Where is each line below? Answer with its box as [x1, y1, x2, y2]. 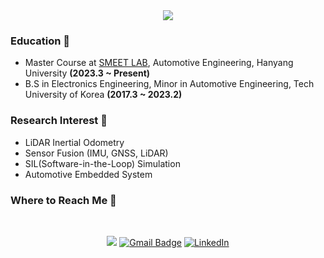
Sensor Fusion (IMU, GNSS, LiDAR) [24, 147, 169, 159]
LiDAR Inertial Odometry [24, 136, 125, 148]
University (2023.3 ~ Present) [24, 67, 151, 79]
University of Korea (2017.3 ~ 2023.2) [24, 89, 183, 101]
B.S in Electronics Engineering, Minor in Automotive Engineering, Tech [24, 78, 315, 90]
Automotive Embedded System [24, 168, 153, 180]
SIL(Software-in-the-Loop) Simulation [24, 157, 181, 169]
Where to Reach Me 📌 [10, 193, 117, 207]
